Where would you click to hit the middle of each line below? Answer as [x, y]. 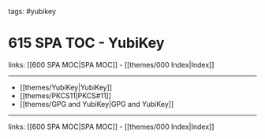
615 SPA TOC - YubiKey [86, 43]
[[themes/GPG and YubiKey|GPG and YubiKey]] [97, 104]
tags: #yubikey [32, 11]
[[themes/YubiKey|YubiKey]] [66, 87]
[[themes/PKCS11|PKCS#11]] [65, 95]
